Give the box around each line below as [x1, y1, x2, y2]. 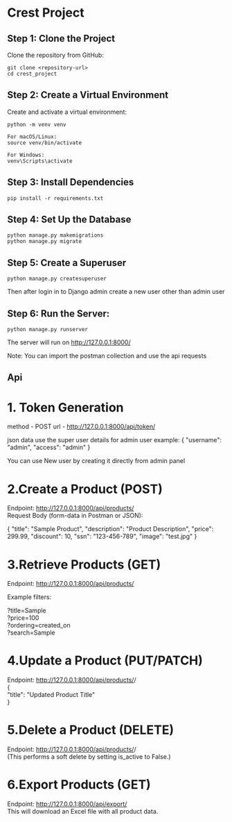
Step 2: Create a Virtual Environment [7, 89, 168, 101]
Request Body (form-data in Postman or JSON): [7, 512, 143, 520]
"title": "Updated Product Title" [7, 691, 96, 699]
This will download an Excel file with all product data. [7, 807, 159, 816]
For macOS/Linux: [7, 133, 57, 140]
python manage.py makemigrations [7, 232, 104, 239]
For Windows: [7, 151, 45, 158]
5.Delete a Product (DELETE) [7, 722, 175, 738]
